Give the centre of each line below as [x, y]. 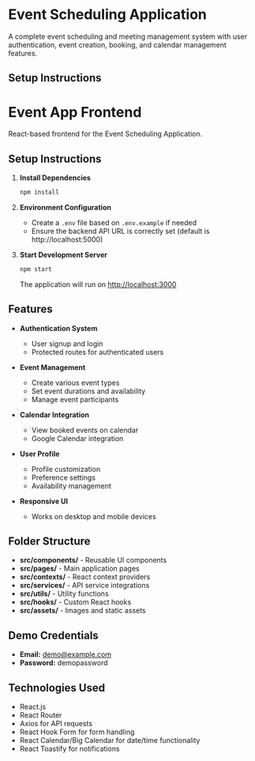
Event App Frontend [75, 112]
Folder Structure [49, 542]
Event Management [52, 367]
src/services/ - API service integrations [84, 586]
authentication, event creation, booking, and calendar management [117, 44]
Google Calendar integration [77, 438]
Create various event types [75, 382]
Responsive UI [44, 501]
